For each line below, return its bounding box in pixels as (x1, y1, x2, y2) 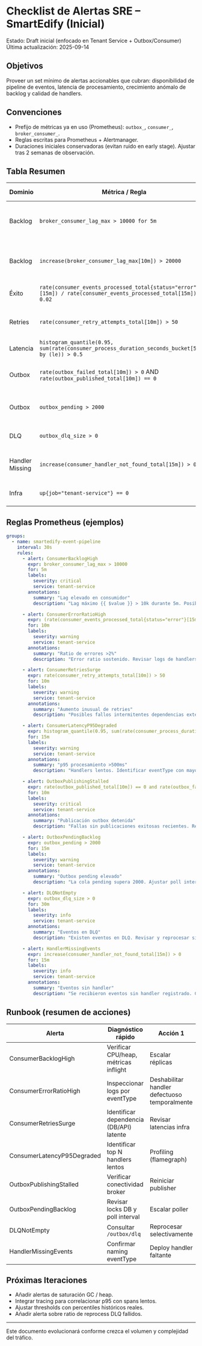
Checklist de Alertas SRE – (6, 4, 141, 18)
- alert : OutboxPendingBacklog (22, 834, 101, 841)
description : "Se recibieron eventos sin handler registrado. (32, 990, 192, 996)
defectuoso (149, 1090, 182, 1099)
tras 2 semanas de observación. (14, 149, 95, 156)
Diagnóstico (108, 1025, 143, 1034)
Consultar (106, 1223, 135, 1231)
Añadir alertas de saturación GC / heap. (14, 1291, 114, 1298)
